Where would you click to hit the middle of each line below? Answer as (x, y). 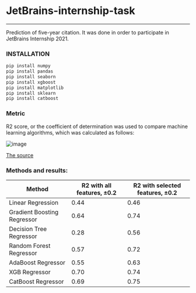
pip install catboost (32, 99)
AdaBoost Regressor (37, 263)
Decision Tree (28, 229)
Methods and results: (37, 170)
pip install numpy (28, 66)
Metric (15, 113)
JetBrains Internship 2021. (37, 39)
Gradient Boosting (34, 212)
